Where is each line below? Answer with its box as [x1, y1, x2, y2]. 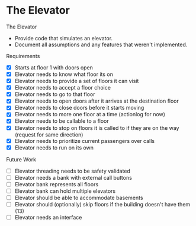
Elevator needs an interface [14, 214, 82, 221]
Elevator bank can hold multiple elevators [14, 187, 116, 195]
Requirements [6, 52, 40, 59]
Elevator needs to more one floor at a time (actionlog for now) [14, 111, 166, 118]
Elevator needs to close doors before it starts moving [14, 104, 144, 112]
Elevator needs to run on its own [14, 144, 94, 151]
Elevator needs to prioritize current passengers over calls [14, 137, 155, 144]
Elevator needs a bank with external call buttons [14, 174, 132, 181]
